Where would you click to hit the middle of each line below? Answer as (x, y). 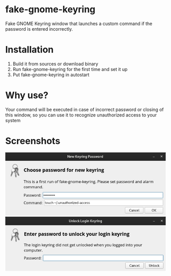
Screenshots (33, 141)
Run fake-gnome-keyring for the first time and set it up (70, 69)
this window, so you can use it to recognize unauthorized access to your (81, 115)
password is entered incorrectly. (39, 29)
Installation (30, 50)
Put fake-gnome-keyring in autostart (51, 75)
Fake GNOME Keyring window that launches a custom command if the (79, 24)
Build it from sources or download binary (55, 64)
